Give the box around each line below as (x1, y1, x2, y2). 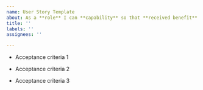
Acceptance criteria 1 (15, 54, 69, 61)
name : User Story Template (6, 9, 75, 15)
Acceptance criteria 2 (15, 65, 70, 73)
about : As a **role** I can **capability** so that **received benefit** (6, 15, 198, 21)
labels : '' (6, 26, 34, 32)
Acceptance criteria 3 (15, 77, 70, 85)
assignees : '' (6, 32, 43, 38)
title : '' (6, 20, 32, 26)
